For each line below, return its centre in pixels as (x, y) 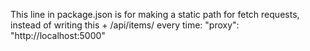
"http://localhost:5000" (58, 35)
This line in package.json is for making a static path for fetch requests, (155, 14)
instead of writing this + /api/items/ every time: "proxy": (125, 25)
